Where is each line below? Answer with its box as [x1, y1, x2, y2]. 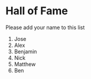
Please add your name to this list [5, 24, 85, 31]
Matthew [14, 61, 36, 68]
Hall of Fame [5, 4, 69, 18]
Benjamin [14, 48, 37, 55]
